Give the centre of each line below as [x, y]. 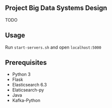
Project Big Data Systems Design [56, 8]
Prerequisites [26, 63]
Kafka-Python [26, 101]
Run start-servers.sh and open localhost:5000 [53, 47]
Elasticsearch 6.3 [30, 85]
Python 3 [21, 74]
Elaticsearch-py [28, 90]
